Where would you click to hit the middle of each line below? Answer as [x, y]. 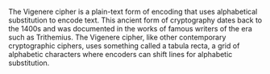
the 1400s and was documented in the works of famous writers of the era [130, 29]
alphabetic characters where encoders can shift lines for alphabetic [120, 54]
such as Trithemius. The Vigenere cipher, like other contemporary [117, 37]
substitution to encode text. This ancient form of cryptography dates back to [135, 20]
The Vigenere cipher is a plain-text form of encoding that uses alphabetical [133, 12]
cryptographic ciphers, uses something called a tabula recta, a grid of [124, 46]
